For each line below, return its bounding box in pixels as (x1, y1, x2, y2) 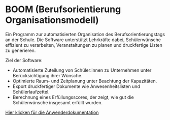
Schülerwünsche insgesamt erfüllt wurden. (12, 99, 103, 105)
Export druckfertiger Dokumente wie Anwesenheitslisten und (12, 83, 141, 89)
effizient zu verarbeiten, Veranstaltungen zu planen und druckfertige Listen (5, 42, 162, 48)
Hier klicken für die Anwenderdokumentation (5, 109, 99, 115)
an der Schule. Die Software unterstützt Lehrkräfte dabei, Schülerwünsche (5, 37, 161, 43)
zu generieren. (5, 47, 36, 53)
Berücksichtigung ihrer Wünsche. (12, 72, 83, 78)
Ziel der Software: (5, 57, 43, 63)
